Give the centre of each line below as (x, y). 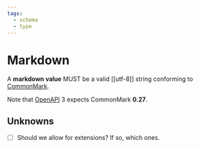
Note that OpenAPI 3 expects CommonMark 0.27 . (77, 99)
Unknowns (30, 121)
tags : (15, 13)
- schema (26, 20)
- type (23, 26)
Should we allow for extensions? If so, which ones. (88, 138)
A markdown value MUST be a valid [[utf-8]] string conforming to (100, 79)
